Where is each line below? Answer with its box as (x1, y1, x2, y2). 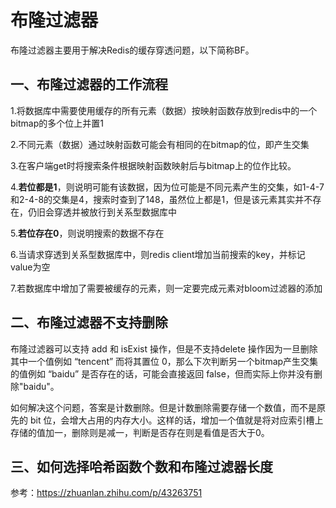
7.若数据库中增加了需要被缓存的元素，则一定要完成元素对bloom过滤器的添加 (10, 282, 323, 294)
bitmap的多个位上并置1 (10, 117, 104, 129)
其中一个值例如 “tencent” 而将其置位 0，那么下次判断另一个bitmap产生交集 (10, 355, 319, 367)
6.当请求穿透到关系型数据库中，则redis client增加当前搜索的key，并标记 (10, 248, 306, 260)
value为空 (10, 261, 51, 273)
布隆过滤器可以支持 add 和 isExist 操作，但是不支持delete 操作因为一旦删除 (10, 342, 318, 355)
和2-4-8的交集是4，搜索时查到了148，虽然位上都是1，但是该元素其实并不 (10, 193, 313, 205)
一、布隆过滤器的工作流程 (10, 76, 168, 93)
